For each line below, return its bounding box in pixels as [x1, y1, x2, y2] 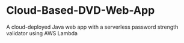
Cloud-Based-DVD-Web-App [6, 4, 155, 17]
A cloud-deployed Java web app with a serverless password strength [6, 23, 179, 30]
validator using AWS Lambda [6, 29, 78, 36]
